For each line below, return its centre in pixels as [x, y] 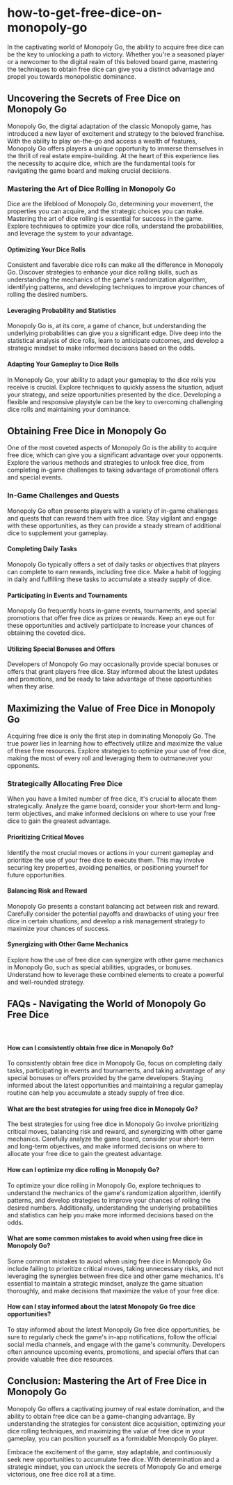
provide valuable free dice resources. [61, 1359]
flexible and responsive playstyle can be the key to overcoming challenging [115, 401]
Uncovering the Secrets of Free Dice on [94, 99]
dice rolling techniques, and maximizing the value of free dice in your [106, 1431]
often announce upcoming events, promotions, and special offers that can [113, 1352]
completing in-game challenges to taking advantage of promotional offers [113, 470]
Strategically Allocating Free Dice [65, 784]
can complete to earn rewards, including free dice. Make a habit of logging [114, 571]
